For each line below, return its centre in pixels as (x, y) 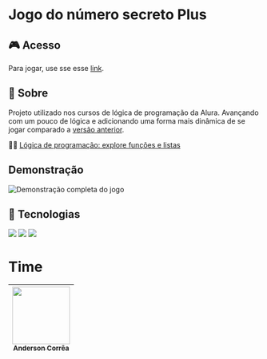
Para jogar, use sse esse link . (56, 68)
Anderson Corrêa (41, 348)
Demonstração (46, 170)
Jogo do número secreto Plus (108, 15)
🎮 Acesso (35, 45)
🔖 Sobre (28, 93)
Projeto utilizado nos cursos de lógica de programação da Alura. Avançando (133, 112)
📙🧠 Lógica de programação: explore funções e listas (95, 144)
